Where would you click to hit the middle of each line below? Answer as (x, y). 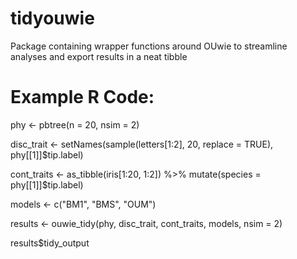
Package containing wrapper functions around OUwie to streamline (149, 46)
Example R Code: (82, 97)
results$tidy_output (50, 243)
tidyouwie (52, 18)
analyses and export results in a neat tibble (99, 56)
